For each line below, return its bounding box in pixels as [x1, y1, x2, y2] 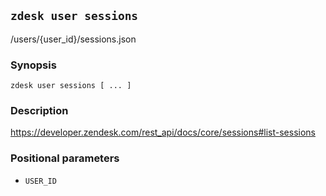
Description [10, 104, 69, 118]
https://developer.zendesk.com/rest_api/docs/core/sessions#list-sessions [10, 126, 316, 139]
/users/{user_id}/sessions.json [10, 33, 137, 45]
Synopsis [10, 58, 57, 72]
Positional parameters [10, 151, 120, 165]
